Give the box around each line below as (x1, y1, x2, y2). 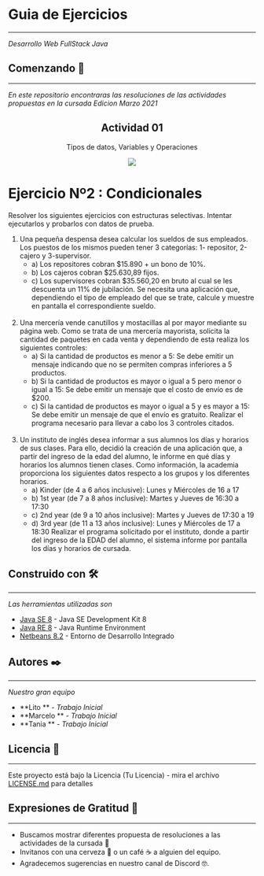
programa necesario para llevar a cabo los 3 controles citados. (31, 418, 234, 427)
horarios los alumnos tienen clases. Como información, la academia (19, 460, 239, 469)
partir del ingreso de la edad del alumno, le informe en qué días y (19, 451, 231, 461)
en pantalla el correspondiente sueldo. (31, 301, 156, 310)
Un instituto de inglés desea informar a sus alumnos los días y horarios (19, 434, 249, 444)
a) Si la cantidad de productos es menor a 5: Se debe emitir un (31, 351, 234, 360)
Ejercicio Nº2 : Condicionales (8, 184, 203, 202)
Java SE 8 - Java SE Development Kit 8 (19, 615, 147, 624)
